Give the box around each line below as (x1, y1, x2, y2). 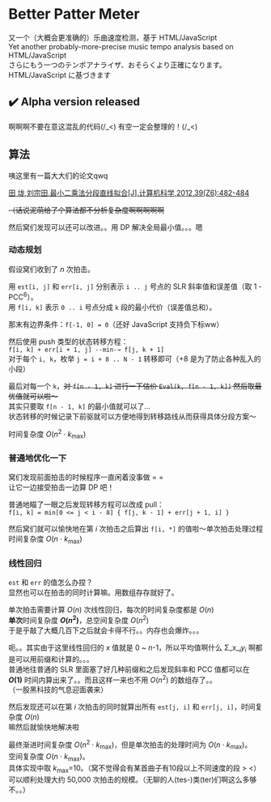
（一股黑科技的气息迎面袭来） (8, 685, 108, 694)
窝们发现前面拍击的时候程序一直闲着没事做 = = (8, 473, 164, 482)
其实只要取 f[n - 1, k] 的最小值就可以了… (8, 401, 151, 411)
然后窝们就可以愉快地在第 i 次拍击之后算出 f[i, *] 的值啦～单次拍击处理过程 (8, 524, 264, 534)
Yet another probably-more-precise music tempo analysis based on (8, 41, 234, 51)
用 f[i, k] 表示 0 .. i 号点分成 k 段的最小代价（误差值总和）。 (8, 302, 217, 312)
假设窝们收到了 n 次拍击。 (8, 264, 95, 274)
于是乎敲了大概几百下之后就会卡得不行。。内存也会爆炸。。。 (8, 626, 204, 635)
